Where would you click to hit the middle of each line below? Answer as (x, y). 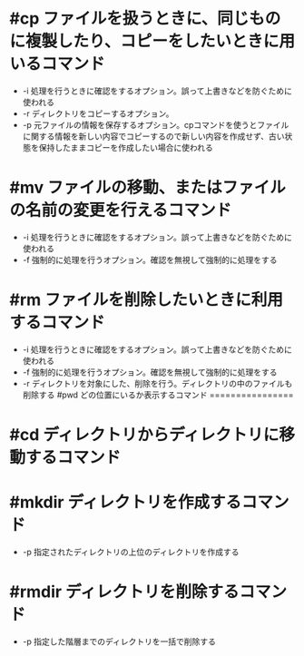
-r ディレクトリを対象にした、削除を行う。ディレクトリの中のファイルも (157, 383)
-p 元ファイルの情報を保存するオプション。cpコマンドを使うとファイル (156, 124)
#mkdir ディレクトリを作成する (126, 502)
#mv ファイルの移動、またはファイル (147, 188)
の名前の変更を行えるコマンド (121, 211)
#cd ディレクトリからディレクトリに (144, 435)
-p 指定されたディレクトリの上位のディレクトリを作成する (131, 552)
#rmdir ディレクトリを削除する (124, 592)
